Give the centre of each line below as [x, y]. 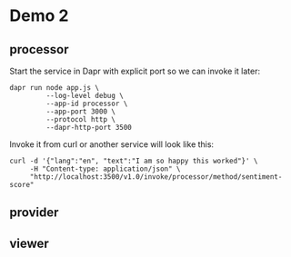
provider [34, 213]
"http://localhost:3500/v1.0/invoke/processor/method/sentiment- [156, 177]
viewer [30, 243]
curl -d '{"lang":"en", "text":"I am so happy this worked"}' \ [134, 161]
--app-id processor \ [87, 104]
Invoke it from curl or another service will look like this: [112, 144]
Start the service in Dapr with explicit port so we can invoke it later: [135, 71]
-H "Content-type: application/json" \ [105, 169]
